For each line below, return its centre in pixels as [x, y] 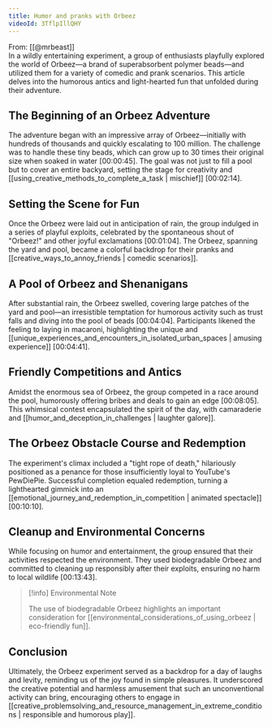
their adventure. [35, 90]
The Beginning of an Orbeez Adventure [110, 115]
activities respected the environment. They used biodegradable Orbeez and [135, 560]
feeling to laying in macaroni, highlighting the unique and [103, 329]
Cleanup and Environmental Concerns [107, 531]
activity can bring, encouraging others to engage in [94, 698]
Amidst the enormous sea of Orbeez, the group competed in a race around [134, 392]
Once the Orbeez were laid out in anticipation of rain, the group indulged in [134, 224]
